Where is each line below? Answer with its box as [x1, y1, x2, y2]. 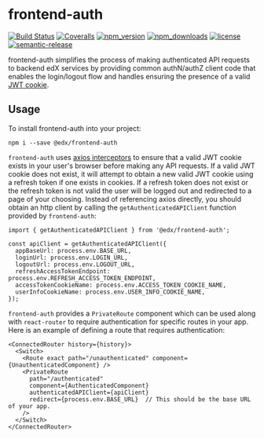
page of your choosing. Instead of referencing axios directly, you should [8, 194, 242, 203]
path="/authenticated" [28, 374, 104, 382]
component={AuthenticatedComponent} [28, 381, 149, 389]
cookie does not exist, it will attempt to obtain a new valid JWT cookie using [8, 169, 254, 178]
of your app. [8, 402, 51, 410]
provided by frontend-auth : [8, 210, 97, 221]
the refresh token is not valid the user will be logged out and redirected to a [8, 186, 252, 195]
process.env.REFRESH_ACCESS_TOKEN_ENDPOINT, [8, 274, 156, 282]
